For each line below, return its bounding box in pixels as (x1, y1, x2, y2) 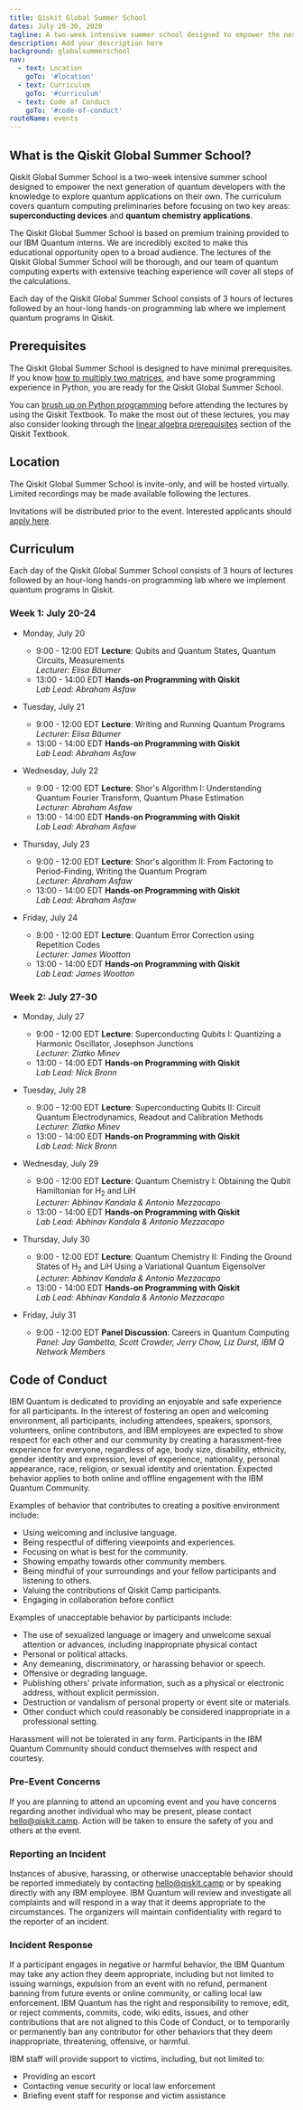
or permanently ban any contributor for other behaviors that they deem (9, 2027, 273, 2038)
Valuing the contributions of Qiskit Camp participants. (22, 1585, 222, 1596)
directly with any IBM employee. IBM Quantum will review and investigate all (9, 1887, 291, 1897)
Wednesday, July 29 (22, 1158, 99, 1169)
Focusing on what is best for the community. (22, 1547, 188, 1557)
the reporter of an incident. (9, 1916, 110, 1926)
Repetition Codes (35, 939, 101, 950)
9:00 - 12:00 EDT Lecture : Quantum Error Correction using (35, 929, 254, 941)
